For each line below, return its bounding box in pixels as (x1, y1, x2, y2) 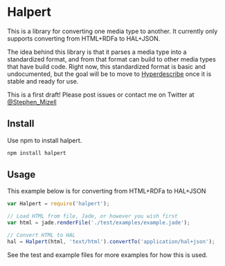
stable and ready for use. (7, 77, 79, 85)
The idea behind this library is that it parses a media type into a (7, 48, 187, 56)
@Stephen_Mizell (7, 97, 57, 106)
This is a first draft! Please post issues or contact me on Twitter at (7, 91, 195, 99)
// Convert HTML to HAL (7, 232, 76, 239)
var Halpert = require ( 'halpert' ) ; (7, 200, 110, 207)
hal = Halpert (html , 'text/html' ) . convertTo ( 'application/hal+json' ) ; (7, 238, 215, 245)
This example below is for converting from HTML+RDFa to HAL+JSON (7, 187, 206, 196)
